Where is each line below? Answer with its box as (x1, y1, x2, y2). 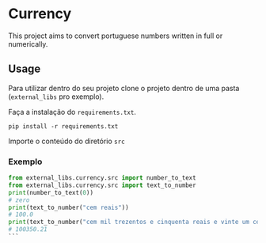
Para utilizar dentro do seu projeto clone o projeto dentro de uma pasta (8, 83, 240, 93)
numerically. (8, 39, 48, 48)
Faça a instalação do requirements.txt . (8, 107, 137, 116)
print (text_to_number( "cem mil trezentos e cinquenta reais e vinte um (8, 218, 249, 226)
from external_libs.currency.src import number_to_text (8, 174, 196, 182)
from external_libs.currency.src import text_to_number (8, 181, 196, 189)
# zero (8, 196, 30, 204)
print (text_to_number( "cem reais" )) (8, 203, 129, 211)
